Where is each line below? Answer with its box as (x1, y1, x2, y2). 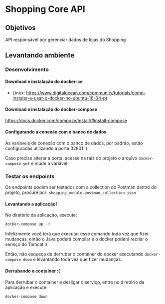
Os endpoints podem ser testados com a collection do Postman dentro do (5, 184, 157, 190)
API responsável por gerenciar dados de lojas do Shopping (5, 36, 126, 42)
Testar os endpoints (5, 172, 55, 179)
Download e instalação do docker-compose (5, 106, 98, 112)
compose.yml (5, 161, 30, 166)
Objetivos (5, 23, 36, 32)
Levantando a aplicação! (5, 201, 57, 207)
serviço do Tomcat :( (5, 241, 48, 247)
